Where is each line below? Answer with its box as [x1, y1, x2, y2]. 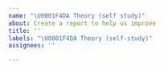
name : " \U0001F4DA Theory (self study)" [8, 11, 146, 20]
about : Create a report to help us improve [8, 19, 157, 27]
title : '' [8, 26, 42, 34]
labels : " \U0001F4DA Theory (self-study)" [8, 34, 153, 43]
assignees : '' [8, 42, 56, 50]
